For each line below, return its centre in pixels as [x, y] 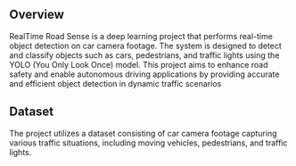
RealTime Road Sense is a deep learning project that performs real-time [141, 36]
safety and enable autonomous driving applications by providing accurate [144, 74]
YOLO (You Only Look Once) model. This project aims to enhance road [139, 64]
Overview [37, 15]
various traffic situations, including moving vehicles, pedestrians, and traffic [148, 143]
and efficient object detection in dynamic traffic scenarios [115, 83]
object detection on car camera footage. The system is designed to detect [146, 46]
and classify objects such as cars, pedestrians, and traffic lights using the [144, 55]
